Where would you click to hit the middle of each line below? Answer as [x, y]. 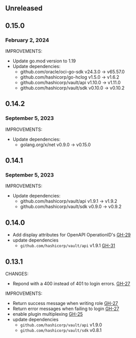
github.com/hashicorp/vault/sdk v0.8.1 [61, 330]
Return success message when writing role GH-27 [65, 303]
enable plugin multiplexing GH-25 [47, 314]
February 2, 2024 [27, 40]
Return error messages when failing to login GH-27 [66, 309]
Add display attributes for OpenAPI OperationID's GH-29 [72, 235]
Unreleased [24, 8]
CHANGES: [17, 274]
